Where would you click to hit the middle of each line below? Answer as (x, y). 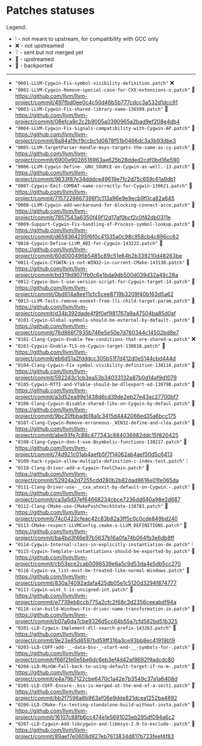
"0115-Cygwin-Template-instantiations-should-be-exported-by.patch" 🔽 (105, 550)
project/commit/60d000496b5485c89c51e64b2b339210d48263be (98, 256)
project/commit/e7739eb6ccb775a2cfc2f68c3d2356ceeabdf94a (96, 602)
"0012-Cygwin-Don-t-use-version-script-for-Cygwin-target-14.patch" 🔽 (105, 281)
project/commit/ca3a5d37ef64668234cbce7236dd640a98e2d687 (98, 499)
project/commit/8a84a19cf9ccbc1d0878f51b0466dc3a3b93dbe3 (95, 140)
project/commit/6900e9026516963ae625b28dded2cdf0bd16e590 (97, 159)
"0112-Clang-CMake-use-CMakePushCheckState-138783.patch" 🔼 (91, 505)
